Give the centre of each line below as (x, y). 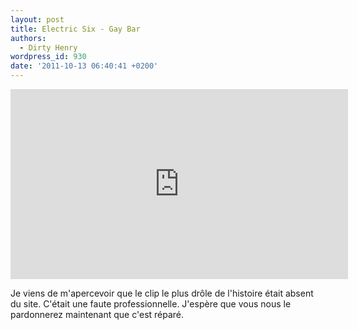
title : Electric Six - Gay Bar (75, 29)
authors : (28, 38)
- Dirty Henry (48, 47)
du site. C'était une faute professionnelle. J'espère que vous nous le (151, 304)
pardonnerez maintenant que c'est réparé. (97, 314)
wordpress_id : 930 (48, 57)
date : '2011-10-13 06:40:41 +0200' (84, 66)
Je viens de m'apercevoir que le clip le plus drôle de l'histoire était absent (162, 293)
